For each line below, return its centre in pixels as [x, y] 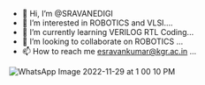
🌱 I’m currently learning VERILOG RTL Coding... [108, 32]
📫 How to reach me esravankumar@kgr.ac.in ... [109, 51]
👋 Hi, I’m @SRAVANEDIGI [67, 14]
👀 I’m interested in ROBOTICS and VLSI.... [98, 23]
